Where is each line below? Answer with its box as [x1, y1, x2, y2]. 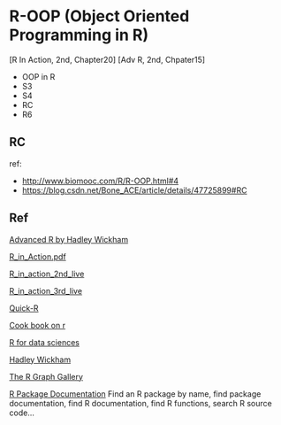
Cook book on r [9, 320, 66, 330]
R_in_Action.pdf [9, 251, 66, 262]
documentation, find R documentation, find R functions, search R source [9, 398, 272, 408]
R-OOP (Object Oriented [9, 6, 190, 27]
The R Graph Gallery [9, 371, 84, 382]
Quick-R [9, 303, 39, 313]
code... [9, 407, 35, 418]
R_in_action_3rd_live [9, 285, 82, 296]
